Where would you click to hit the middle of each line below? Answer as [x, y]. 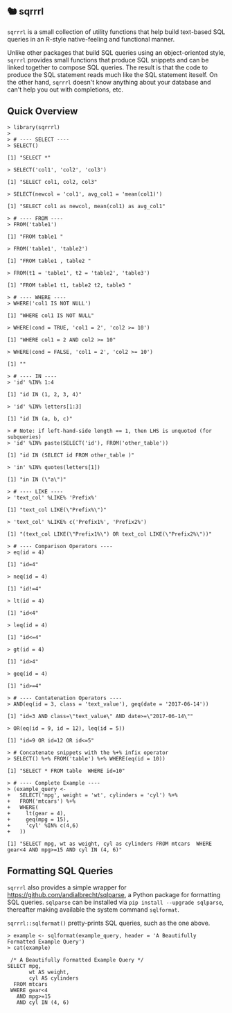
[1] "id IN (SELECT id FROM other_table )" [71, 455]
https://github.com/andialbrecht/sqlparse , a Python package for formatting [114, 895]
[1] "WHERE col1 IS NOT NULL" [51, 315]
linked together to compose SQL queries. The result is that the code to [107, 67]
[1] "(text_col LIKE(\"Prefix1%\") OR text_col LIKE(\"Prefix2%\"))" [110, 534]
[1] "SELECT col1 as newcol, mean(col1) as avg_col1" [87, 206]
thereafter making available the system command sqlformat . [93, 910]
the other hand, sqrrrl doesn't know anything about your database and [109, 82]
